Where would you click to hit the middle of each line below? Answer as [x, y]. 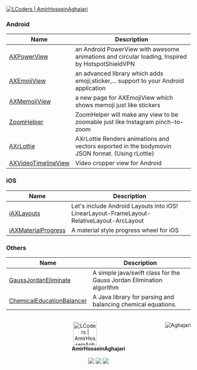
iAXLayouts [25, 213]
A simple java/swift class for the [137, 273]
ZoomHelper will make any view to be [127, 115]
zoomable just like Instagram [115, 122]
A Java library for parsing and [134, 297]
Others [16, 248]
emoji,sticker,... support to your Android [130, 81]
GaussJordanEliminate [40, 280]
